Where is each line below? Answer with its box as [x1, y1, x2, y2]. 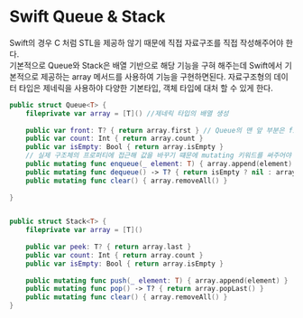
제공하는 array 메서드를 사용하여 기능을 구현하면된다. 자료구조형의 [40, 70, 272, 82]
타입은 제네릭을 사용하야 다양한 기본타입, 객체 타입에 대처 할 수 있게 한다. [18, 82, 273, 93]
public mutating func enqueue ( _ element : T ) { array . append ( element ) [25, 160, 293, 169]
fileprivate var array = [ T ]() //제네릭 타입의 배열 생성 [25, 108, 229, 118]
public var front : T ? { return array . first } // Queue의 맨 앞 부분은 [25, 126, 286, 135]
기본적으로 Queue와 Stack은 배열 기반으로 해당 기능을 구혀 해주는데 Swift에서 [9, 60, 283, 70]
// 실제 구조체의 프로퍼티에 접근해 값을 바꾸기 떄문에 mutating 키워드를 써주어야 [25, 151, 291, 160]
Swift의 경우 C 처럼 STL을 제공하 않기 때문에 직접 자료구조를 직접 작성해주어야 [9, 37, 284, 48]
